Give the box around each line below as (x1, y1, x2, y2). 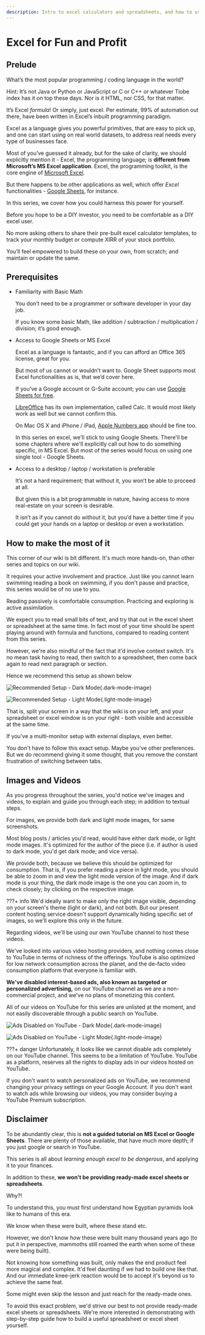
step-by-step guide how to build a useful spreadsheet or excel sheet (6, 1315, 179, 1322)
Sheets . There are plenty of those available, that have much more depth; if (6, 1137, 194, 1144)
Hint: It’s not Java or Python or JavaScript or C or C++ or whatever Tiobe (6, 88, 190, 95)
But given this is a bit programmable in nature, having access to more (15, 495, 190, 503)
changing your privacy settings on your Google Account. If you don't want (6, 1083, 193, 1091)
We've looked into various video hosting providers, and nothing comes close (6, 947, 199, 955)
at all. (15, 484, 29, 491)
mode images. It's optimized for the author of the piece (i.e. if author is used (6, 841, 198, 848)
